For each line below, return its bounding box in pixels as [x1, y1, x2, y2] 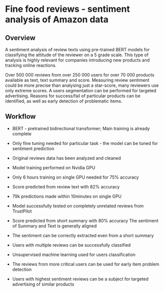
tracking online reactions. [5, 63, 57, 68]
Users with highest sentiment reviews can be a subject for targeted [12, 276, 149, 282]
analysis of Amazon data [5, 14, 109, 25]
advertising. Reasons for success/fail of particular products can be [5, 93, 141, 99]
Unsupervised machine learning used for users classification [12, 252, 136, 257]
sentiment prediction [12, 146, 55, 151]
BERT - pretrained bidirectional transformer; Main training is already [12, 125, 150, 131]
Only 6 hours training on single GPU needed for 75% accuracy [12, 174, 139, 180]
